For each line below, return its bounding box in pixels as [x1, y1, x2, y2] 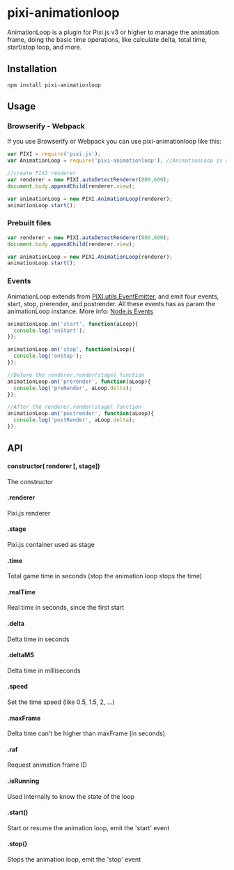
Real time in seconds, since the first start [7, 603, 125, 612]
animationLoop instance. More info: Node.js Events [7, 307, 154, 315]
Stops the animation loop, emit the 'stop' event [7, 855, 141, 863]
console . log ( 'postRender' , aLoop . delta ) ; [13, 417, 136, 423]
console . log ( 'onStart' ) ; [13, 327, 86, 334]
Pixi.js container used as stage [7, 540, 95, 548]
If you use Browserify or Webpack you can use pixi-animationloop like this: [7, 137, 222, 146]
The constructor [7, 477, 54, 486]
